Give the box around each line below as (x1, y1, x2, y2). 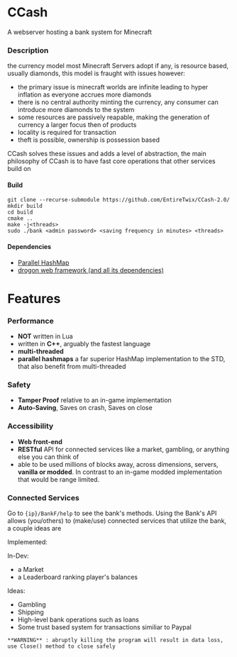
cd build (7, 209, 33, 216)
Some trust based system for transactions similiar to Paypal (17, 623, 192, 631)
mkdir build (7, 203, 43, 210)
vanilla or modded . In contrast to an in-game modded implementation (17, 468, 222, 476)
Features (7, 290, 61, 307)
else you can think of (17, 452, 79, 461)
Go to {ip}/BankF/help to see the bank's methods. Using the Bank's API (7, 509, 217, 518)
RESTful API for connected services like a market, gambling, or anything (17, 445, 229, 453)
